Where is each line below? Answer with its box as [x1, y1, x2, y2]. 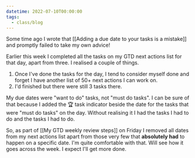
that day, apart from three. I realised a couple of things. [6, 59, 139, 66]
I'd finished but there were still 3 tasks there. [14, 83, 122, 90]
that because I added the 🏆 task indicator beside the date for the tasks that [6, 101, 189, 108]
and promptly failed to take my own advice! [6, 42, 110, 49]
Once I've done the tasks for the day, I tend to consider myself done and [14, 71, 189, 78]
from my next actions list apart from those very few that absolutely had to [6, 133, 185, 140]
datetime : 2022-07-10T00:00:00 [6, 8, 83, 15]
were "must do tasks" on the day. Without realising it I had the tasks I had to [6, 109, 189, 116]
